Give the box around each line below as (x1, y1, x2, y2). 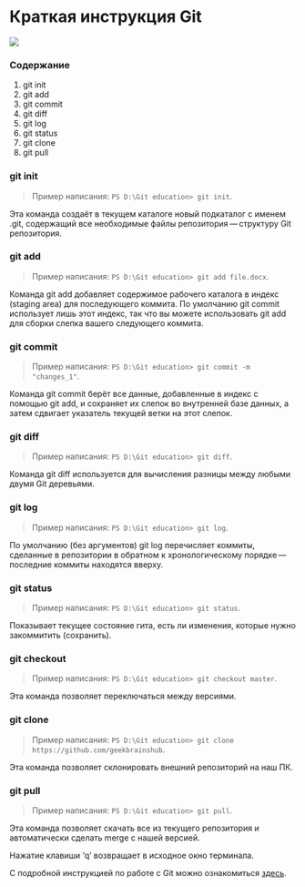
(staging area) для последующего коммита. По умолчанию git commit (9, 298, 280, 309)
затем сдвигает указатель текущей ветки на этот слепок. (9, 408, 233, 419)
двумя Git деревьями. (9, 478, 96, 489)
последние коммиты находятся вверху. (9, 558, 164, 570)
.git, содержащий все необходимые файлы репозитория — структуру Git (9, 218, 291, 229)
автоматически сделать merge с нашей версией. (9, 831, 200, 843)
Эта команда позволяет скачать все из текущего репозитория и (9, 822, 259, 833)
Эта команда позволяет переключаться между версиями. (9, 690, 237, 702)
